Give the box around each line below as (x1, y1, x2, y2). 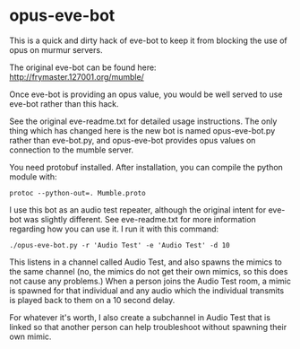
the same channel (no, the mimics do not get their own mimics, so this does (9, 266, 288, 276)
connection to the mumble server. (9, 144, 134, 155)
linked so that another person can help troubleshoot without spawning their (9, 321, 287, 332)
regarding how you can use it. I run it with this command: (9, 223, 219, 234)
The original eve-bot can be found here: (9, 62, 157, 73)
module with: (9, 171, 57, 182)
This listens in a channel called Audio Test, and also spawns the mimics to (9, 257, 282, 267)
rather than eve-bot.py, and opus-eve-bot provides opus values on (9, 135, 256, 145)
